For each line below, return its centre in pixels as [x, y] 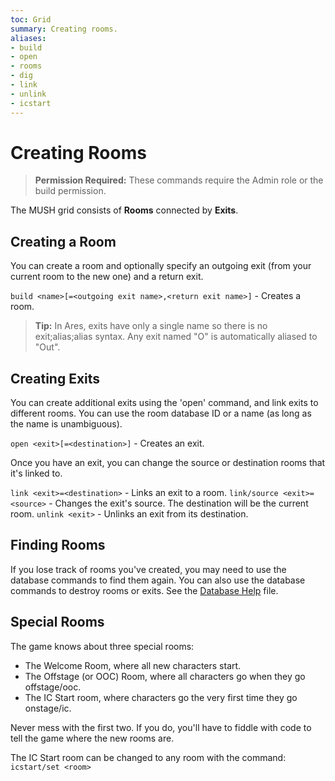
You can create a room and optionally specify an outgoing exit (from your [161, 266]
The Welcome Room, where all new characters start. [133, 665]
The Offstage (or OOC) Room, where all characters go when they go [165, 676]
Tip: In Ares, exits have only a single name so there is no [151, 326]
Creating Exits [55, 378]
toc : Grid [31, 19]
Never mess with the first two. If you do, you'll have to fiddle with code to [161, 727]
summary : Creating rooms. [64, 29]
